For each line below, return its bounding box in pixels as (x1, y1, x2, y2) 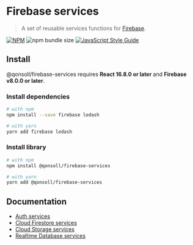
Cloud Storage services (15, 225, 75, 233)
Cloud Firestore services (15, 219, 78, 227)
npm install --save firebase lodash (6, 111, 100, 118)
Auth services (15, 213, 51, 220)
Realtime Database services (15, 232, 86, 239)
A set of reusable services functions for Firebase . (21, 24, 146, 32)
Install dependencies (6, 92, 70, 100)
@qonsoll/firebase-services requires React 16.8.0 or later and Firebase (6, 70, 187, 78)
